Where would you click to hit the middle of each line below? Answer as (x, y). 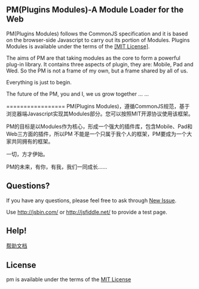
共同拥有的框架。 (32, 141)
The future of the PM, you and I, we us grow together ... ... (78, 94)
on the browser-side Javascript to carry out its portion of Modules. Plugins (98, 40)
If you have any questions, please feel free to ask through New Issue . (91, 200)
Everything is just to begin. (39, 82)
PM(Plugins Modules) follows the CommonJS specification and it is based (97, 34)
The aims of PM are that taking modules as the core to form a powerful (93, 58)
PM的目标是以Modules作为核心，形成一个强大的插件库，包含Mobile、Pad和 (99, 126)
